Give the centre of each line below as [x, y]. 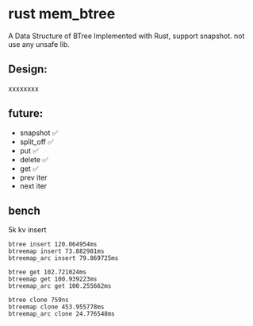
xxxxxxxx [24, 88]
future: [26, 113]
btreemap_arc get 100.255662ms [60, 286]
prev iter [33, 177]
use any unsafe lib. [39, 44]
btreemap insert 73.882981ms [56, 251]
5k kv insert [27, 230]
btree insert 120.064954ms [53, 244]
